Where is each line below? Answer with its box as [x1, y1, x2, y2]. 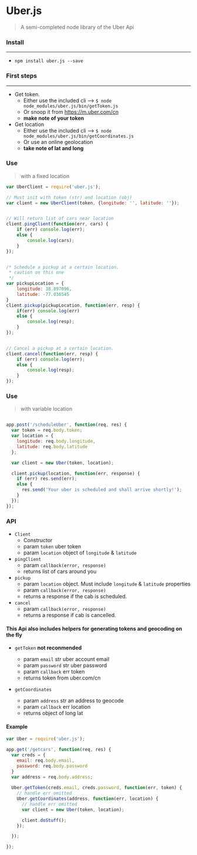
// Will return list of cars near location [6, 216, 114, 221]
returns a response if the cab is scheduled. [23, 593, 127, 600]
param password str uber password [23, 662, 107, 669]
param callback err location [23, 703, 91, 711]
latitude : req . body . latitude [16, 443, 88, 450]
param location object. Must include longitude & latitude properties [23, 580, 191, 587]
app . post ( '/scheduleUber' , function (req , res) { [6, 422, 127, 428]
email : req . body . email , [16, 758, 75, 763]
